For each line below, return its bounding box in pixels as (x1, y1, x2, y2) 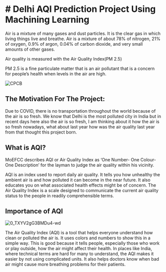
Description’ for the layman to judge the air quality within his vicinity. (14, 162, 155, 168)
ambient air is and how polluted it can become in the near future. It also (5, 177, 151, 183)
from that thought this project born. (5, 129, 77, 135)
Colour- (140, 156, 156, 162)
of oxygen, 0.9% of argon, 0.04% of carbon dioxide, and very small (5, 41, 143, 47)
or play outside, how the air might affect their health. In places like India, (5, 246, 152, 252)
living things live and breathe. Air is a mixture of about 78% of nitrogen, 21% (5, 36, 161, 42)
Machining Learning (5, 14, 90, 25)
